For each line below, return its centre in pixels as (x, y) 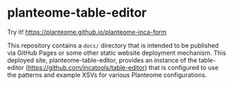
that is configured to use (184, 67)
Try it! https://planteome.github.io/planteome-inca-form (87, 32)
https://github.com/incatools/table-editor (86, 67)
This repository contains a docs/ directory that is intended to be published (113, 45)
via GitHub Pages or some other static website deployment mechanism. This (116, 53)
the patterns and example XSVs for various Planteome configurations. (107, 75)
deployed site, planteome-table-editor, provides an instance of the (102, 60)
